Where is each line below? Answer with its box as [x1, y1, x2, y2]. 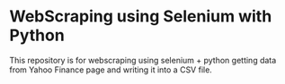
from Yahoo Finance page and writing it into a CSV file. [9, 64, 213, 75]
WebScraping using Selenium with [9, 6, 272, 27]
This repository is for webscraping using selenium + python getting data [9, 55, 277, 65]
